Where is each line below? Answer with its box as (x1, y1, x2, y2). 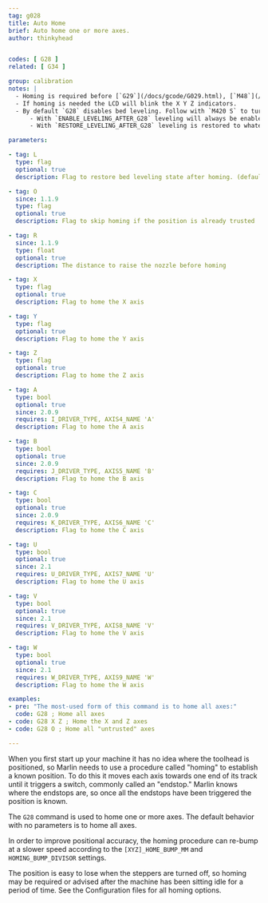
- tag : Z (8, 349, 37, 357)
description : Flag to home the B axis (15, 475, 145, 483)
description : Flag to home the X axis (15, 298, 145, 306)
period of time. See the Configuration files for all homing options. (8, 885, 222, 895)
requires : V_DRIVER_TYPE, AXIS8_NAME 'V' (15, 622, 156, 630)
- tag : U (8, 540, 37, 548)
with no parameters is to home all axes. (8, 820, 137, 829)
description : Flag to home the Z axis (15, 372, 145, 380)
